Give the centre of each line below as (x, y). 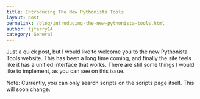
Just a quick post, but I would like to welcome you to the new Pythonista (97, 52)
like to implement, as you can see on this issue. (66, 71)
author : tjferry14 (30, 29)
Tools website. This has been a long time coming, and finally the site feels (99, 58)
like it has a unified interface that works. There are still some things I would (100, 65)
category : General (30, 35)
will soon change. (28, 89)
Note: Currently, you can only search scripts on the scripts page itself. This (100, 83)
